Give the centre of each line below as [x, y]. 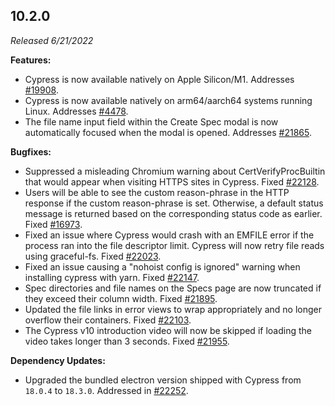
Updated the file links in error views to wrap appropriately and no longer [173, 309]
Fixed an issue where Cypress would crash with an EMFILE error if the [169, 235]
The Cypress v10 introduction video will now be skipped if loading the [168, 330]
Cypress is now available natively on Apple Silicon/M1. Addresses [159, 79]
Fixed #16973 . [53, 224]
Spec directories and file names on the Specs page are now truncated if [173, 288]
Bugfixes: [31, 151]
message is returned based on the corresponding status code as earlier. [173, 213]
